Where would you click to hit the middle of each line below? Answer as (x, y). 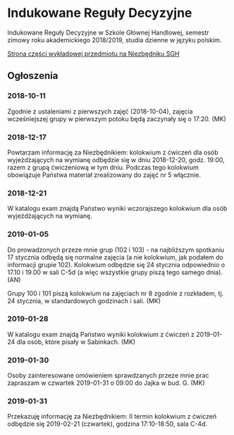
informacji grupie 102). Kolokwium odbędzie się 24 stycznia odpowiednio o (116, 264)
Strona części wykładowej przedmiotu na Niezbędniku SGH (93, 54)
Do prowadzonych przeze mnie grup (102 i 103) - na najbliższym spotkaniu (116, 250)
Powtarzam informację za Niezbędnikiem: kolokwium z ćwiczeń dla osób (113, 152)
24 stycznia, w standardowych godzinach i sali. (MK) (84, 300)
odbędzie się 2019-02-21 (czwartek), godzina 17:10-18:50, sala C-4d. (107, 424)
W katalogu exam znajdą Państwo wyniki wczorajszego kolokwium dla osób (117, 209)
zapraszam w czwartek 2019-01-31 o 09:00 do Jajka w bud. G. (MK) (106, 383)
